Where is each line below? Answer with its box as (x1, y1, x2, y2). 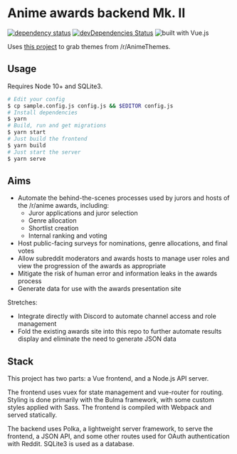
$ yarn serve (7, 155, 46, 162)
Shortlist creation (28, 224, 79, 233)
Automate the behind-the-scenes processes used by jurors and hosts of (17, 194, 230, 202)
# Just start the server (7, 148, 81, 156)
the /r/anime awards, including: (17, 201, 109, 210)
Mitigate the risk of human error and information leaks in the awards (17, 269, 218, 278)
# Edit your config (7, 95, 65, 102)
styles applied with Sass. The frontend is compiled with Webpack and (7, 403, 212, 412)
